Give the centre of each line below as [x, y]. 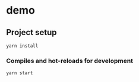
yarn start [20, 73]
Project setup [32, 32]
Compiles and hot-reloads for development [70, 61]
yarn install [22, 46]
